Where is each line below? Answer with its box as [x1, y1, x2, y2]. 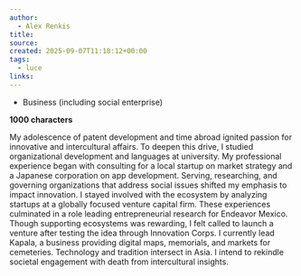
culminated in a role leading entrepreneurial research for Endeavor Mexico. [9, 208, 288, 219]
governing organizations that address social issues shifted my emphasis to [9, 179, 287, 190]
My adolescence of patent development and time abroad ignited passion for [9, 132, 292, 143]
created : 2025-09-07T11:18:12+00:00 [9, 47, 147, 56]
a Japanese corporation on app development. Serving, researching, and [9, 170, 277, 180]
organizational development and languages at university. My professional [9, 151, 282, 161]
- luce [17, 64, 42, 73]
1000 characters [9, 114, 73, 124]
